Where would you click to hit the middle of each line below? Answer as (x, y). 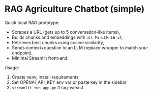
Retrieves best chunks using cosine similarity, (58, 42)
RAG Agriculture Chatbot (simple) (75, 9)
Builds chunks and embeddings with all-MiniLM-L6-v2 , (67, 37)
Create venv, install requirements (45, 77)
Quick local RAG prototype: (32, 23)
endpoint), (22, 53)
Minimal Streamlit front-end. (40, 58)
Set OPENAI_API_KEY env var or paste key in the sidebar (69, 82)
